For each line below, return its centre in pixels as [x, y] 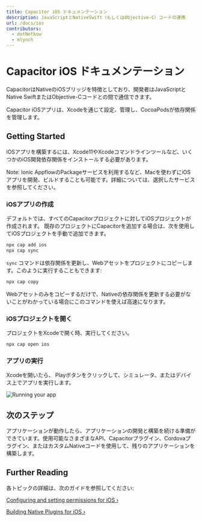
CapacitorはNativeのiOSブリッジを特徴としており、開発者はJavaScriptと [96, 89]
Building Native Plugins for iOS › [46, 511]
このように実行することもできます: [59, 270]
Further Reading [37, 473]
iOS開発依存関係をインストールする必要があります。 [87, 159]
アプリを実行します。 [48, 382]
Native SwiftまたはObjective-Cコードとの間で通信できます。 [81, 96]
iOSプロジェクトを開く [39, 319]
